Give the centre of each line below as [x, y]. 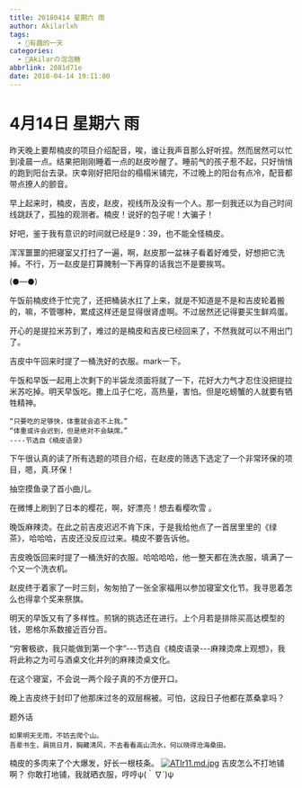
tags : [19, 34]
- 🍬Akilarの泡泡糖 [49, 59]
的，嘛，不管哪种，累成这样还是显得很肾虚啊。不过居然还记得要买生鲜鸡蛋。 [151, 311]
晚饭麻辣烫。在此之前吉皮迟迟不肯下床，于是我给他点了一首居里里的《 [139, 526]
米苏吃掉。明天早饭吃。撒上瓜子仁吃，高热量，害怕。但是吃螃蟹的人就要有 [147, 391]
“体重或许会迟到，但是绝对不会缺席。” [69, 431]
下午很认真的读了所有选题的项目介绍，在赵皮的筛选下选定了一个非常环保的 [147, 458]
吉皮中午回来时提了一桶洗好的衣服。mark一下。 [98, 361]
